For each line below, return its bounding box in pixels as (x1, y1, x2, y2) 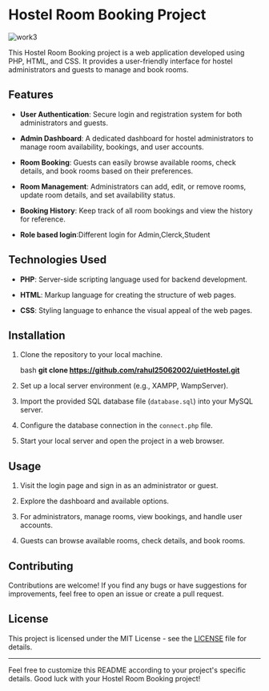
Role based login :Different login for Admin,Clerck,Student (19, 230, 211, 239)
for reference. (19, 214, 66, 224)
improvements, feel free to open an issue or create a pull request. (8, 589, 224, 599)
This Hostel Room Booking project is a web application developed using (8, 47, 245, 57)
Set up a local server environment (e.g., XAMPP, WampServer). (19, 381, 229, 391)
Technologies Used (8, 253, 106, 266)
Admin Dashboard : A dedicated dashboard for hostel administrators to (19, 133, 254, 143)
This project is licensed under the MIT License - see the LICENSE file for (8, 633, 247, 643)
